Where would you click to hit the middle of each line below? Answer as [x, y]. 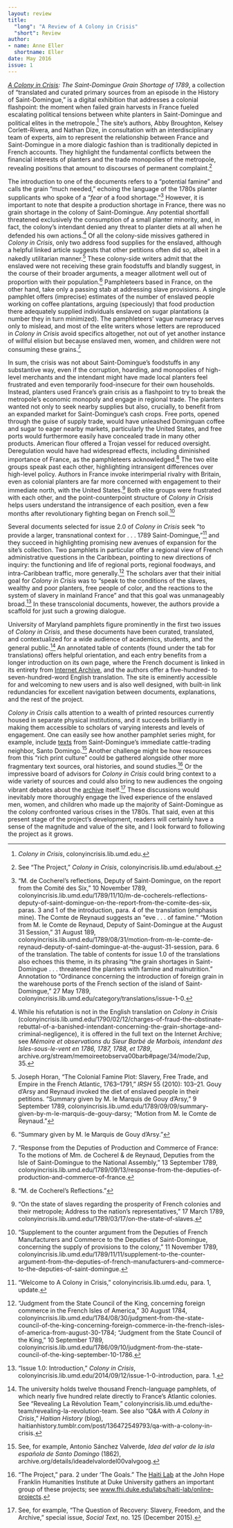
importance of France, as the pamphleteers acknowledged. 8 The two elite [113, 459]
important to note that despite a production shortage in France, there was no [117, 204]
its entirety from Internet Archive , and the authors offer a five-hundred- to [113, 670]
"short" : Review [37, 33]
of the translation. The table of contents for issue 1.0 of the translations [119, 954]
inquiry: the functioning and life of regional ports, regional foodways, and [112, 565]
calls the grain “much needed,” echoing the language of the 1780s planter [113, 188]
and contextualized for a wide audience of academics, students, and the [111, 639]
